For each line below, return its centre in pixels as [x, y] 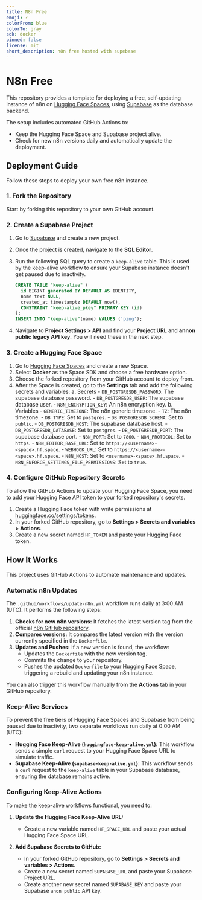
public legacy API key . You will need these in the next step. [89, 337]
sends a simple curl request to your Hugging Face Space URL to [95, 751]
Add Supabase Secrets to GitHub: [58, 847]
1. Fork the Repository [39, 196]
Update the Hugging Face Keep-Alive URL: [69, 817]
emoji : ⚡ [17, 18]
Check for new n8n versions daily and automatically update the [93, 140]
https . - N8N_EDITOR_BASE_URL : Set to [60, 443]
